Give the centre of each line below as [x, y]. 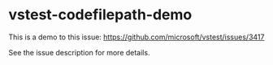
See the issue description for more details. [79, 52]
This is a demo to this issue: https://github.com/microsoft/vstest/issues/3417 [136, 37]
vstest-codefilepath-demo [100, 15]
